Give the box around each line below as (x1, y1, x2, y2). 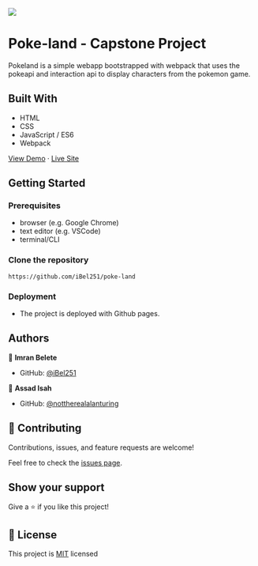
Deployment (8, 291, 57, 302)
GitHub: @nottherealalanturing (19, 398, 119, 408)
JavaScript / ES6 (19, 130, 75, 139)
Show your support (8, 481, 105, 494)
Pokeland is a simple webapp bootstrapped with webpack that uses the (8, 60, 241, 70)
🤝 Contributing (8, 421, 82, 435)
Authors (8, 332, 50, 345)
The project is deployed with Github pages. (19, 309, 160, 319)
